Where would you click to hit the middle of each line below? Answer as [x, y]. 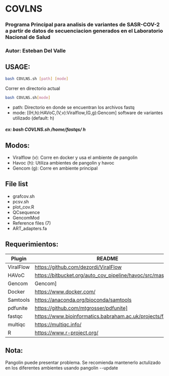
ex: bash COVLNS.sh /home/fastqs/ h [46, 130]
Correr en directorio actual [33, 88]
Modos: [18, 145]
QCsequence [26, 212]
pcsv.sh [21, 201]
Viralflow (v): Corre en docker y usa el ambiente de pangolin [75, 157]
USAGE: [18, 67]
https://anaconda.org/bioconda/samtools [83, 300]
